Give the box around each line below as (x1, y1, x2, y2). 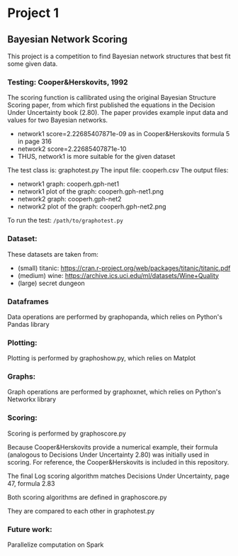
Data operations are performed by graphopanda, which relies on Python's (7, 312, 223, 321)
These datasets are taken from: (7, 250, 99, 258)
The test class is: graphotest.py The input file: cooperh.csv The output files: (7, 166, 229, 174)
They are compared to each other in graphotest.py (7, 506, 155, 515)
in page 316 (17, 137, 52, 146)
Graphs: (7, 372, 36, 382)
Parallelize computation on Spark (7, 540, 104, 549)
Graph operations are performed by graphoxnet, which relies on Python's (7, 388, 222, 396)
